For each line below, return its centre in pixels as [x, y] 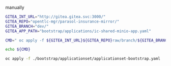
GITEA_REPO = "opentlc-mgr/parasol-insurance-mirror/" [62, 21]
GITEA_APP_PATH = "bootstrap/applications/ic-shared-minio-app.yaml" [78, 31]
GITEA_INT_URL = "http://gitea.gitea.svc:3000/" [55, 17]
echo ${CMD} [18, 50]
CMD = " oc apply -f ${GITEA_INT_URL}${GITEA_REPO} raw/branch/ [72, 40]
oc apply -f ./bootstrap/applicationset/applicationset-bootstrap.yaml [83, 59]
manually [15, 7]
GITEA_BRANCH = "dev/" [27, 26]
